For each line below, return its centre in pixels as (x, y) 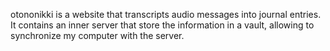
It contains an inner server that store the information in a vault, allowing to (162, 25)
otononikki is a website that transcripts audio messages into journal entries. (166, 14)
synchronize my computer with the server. (97, 35)
